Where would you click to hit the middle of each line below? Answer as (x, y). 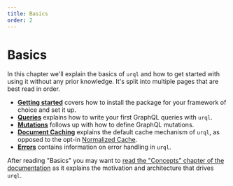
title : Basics (28, 14)
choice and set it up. (47, 110)
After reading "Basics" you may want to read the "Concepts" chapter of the (116, 161)
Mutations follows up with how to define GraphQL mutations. (106, 125)
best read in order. (34, 89)
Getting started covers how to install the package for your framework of (122, 103)
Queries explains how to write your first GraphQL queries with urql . (115, 117)
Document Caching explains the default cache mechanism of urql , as (119, 132)
